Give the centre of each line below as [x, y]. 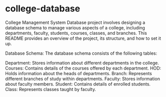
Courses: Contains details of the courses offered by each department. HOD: [83, 68]
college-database [43, 9]
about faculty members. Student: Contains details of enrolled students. [78, 84]
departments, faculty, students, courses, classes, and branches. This [76, 33]
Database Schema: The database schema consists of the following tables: [81, 53]
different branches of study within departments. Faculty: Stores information [83, 79]
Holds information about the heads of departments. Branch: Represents [79, 73]
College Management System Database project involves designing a [75, 22]
